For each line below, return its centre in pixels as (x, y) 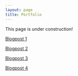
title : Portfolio (24, 15)
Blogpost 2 (16, 48)
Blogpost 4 (17, 68)
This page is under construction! (39, 29)
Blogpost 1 (16, 39)
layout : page (19, 10)
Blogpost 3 (17, 58)
